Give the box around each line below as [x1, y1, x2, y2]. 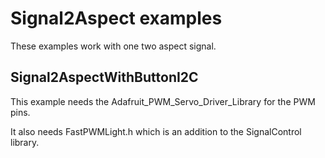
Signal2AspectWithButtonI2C [10, 69, 199, 86]
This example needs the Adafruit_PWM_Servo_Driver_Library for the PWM [10, 95, 316, 107]
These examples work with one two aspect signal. [10, 40, 217, 52]
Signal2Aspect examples [10, 7, 223, 30]
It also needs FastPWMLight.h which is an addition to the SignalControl [10, 125, 302, 137]
